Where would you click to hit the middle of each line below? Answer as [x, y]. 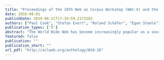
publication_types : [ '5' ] [31, 28]
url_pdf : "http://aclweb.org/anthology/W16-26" [54, 50]
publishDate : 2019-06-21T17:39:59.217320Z [49, 18]
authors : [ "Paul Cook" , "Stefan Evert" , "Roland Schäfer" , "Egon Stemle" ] [83, 23]
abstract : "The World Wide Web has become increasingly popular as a [77, 32]
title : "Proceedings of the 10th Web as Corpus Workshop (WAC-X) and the [82, 9]
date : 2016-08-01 [23, 14]
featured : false [21, 37]
